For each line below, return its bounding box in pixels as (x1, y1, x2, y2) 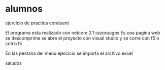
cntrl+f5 (5, 40, 22, 46)
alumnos (5, 3, 43, 15)
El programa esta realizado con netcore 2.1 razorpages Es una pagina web (5, 29, 160, 36)
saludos (5, 60, 22, 66)
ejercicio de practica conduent (5, 20, 70, 26)
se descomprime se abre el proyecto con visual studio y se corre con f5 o (5, 35, 159, 41)
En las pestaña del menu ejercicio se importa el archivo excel (5, 50, 133, 56)
